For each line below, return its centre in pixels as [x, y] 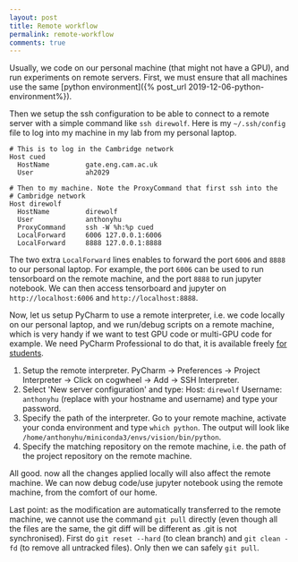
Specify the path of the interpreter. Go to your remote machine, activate [154, 418]
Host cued [28, 158]
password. [42, 409]
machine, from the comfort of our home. [84, 492]
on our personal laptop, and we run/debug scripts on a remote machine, [142, 325]
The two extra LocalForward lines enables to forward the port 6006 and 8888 [148, 260]
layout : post [34, 17]
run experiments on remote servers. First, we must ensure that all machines [149, 78]
